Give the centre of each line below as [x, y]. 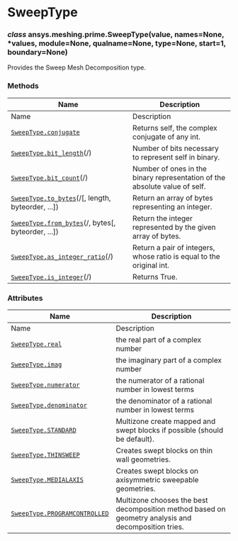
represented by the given [174, 227]
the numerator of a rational [160, 381]
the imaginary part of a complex [169, 360]
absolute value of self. [169, 186]
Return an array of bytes [173, 198]
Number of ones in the [170, 169]
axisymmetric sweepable [157, 480]
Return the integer [162, 218]
